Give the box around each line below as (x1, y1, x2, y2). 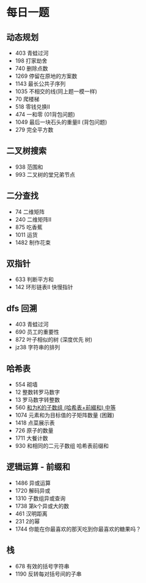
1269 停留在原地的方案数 (15, 72, 78, 80)
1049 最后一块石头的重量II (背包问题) (15, 118, 108, 126)
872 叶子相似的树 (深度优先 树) (15, 336, 93, 344)
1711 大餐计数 (15, 434, 48, 442)
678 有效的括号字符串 (15, 562, 70, 569)
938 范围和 (15, 163, 43, 171)
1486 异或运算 (15, 479, 51, 487)
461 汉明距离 (15, 510, 48, 517)
